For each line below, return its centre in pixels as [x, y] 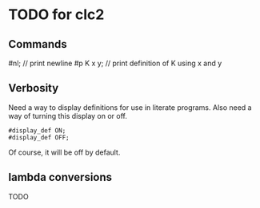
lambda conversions [60, 177]
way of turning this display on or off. [68, 116]
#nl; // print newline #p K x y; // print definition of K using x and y [115, 63]
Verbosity [34, 88]
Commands [38, 44]
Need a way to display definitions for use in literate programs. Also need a [130, 107]
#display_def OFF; [39, 137]
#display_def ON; [37, 130]
